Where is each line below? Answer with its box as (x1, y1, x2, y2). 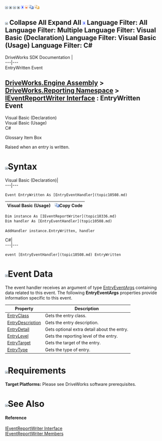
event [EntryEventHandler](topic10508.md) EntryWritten (5, 252, 121, 257)
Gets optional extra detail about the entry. (45, 326, 128, 332)
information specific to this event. (5, 295, 72, 301)
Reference (5, 415, 27, 421)
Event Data (8, 268, 53, 280)
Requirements (8, 365, 66, 376)
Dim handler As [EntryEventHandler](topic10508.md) (5, 219, 112, 223)
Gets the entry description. (45, 320, 99, 325)
